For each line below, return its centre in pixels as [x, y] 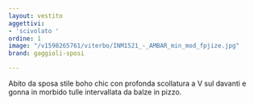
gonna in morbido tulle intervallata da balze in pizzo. [95, 92]
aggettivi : [27, 23]
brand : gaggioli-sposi [46, 53]
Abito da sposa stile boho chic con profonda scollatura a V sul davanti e [127, 83]
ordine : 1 [25, 38]
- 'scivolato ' [34, 31]
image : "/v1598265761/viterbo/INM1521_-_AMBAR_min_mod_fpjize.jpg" [124, 46]
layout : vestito [35, 16]
